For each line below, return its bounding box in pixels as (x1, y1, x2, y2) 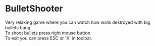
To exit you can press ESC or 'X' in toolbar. (5, 35, 93, 41)
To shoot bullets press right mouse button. (5, 30, 92, 36)
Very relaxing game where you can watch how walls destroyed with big (5, 19, 151, 25)
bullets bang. (5, 24, 32, 30)
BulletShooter (5, 3, 63, 14)
